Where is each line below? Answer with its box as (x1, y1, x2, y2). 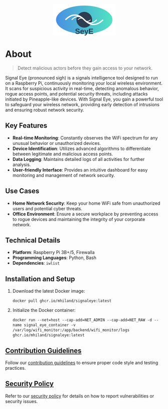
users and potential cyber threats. (12, 205, 83, 211)
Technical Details (5, 236, 61, 244)
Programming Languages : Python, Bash (12, 255, 97, 261)
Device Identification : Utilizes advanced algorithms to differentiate (12, 145, 151, 151)
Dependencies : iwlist (12, 260, 60, 266)
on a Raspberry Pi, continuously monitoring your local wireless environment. (5, 80, 163, 86)
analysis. (12, 161, 31, 168)
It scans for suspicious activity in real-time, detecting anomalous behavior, (5, 85, 159, 92)
